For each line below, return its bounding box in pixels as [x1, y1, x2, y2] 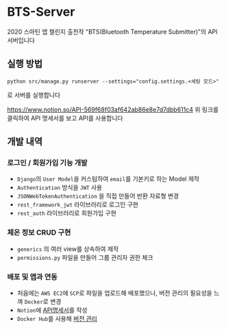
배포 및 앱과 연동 [7, 272, 58, 281]
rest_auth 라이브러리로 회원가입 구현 [16, 209, 116, 218]
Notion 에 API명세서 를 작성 [16, 306, 88, 315]
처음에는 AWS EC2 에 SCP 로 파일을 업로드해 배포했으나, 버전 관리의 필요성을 [16, 289, 212, 298]
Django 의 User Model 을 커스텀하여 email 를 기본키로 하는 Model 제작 [16, 175, 200, 183]
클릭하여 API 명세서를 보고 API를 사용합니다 [7, 114, 123, 122]
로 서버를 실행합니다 [7, 90, 60, 99]
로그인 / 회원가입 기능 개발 [7, 158, 88, 168]
